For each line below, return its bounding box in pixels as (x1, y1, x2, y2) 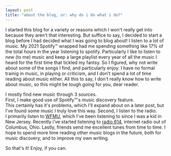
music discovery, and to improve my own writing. (5, 135, 109, 141)
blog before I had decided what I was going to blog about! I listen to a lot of (5, 37, 164, 44)
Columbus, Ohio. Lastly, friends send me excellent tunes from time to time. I (5, 124, 166, 130)
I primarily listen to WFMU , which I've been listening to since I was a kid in (5, 113, 162, 119)
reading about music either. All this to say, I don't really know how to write (5, 76, 162, 82)
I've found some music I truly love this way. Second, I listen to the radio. (5, 108, 157, 114)
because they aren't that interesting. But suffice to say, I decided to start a (5, 32, 162, 38)
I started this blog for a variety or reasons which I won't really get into (5, 26, 153, 32)
